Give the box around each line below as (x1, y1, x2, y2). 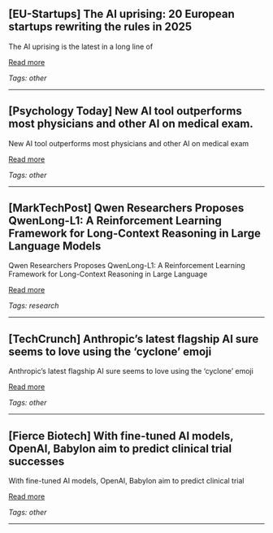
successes (8, 454, 65, 468)
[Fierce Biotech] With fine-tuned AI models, (8, 429, 234, 443)
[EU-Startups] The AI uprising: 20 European (8, 7, 236, 21)
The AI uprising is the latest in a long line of (8, 41, 154, 51)
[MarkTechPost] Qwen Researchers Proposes (8, 201, 245, 215)
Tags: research (8, 301, 59, 310)
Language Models (8, 240, 102, 253)
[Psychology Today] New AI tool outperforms (8, 104, 242, 118)
